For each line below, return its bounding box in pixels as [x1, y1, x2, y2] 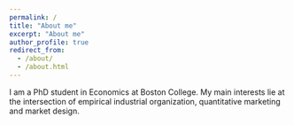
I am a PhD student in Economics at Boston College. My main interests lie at [9, 86, 285, 98]
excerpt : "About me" [9, 29, 86, 38]
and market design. [9, 105, 80, 116]
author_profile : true [9, 37, 89, 47]
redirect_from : [9, 46, 66, 55]
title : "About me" [9, 21, 77, 30]
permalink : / [9, 12, 58, 22]
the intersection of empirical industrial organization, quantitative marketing [9, 96, 281, 106]
